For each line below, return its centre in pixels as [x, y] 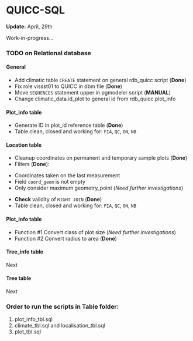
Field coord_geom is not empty [50, 182]
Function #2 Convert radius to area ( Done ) [66, 238]
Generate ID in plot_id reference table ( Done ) [69, 125]
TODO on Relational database [49, 53]
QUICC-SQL [36, 10]
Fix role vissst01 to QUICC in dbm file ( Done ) [68, 86]
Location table [24, 145]
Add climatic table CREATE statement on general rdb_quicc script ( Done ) [100, 80]
